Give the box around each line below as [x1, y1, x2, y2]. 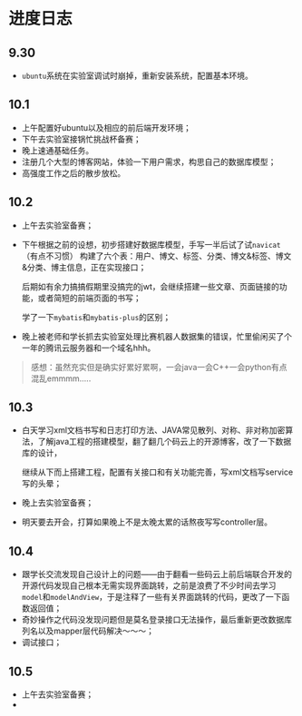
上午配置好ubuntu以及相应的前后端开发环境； [21, 122, 192, 132]
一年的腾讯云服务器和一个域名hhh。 [21, 342, 156, 353]
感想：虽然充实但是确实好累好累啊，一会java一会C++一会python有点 [30, 361, 287, 372]
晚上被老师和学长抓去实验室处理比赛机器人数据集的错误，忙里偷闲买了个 [21, 330, 292, 341]
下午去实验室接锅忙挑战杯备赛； [21, 133, 141, 144]
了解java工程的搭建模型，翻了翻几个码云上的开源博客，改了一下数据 [37, 436, 292, 447]
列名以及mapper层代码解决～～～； [21, 625, 155, 636]
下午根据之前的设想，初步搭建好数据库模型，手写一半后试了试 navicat [21, 239, 281, 250]
